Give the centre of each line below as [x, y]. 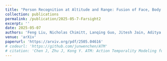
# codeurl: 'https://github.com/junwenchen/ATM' [56, 46]
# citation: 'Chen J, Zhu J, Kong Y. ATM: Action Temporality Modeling [81, 51]
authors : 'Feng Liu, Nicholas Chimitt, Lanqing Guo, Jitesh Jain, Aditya [83, 32]
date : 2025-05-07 [23, 28]
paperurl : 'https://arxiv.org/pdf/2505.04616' [54, 42]
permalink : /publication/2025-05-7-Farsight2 [53, 19]
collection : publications [32, 14]
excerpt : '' [17, 23]
